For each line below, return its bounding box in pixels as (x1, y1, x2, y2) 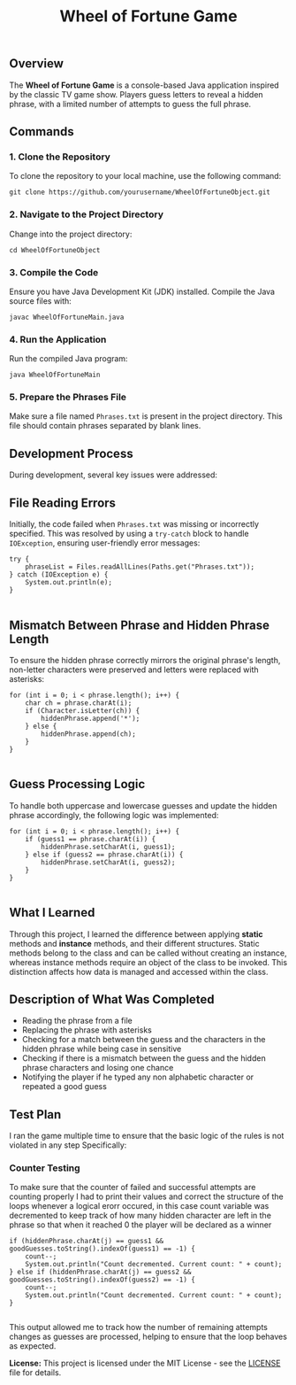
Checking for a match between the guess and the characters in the (21, 1034, 266, 1045)
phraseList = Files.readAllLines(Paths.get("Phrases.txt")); (25, 562, 254, 572)
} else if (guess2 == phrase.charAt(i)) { (25, 850, 184, 859)
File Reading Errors (9, 495, 117, 510)
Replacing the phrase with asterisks (21, 1025, 152, 1035)
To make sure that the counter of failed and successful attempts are (9, 1182, 256, 1193)
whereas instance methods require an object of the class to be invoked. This (9, 956, 288, 967)
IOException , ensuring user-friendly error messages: (9, 538, 201, 548)
